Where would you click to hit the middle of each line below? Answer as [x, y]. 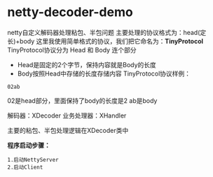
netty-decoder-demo [70, 12]
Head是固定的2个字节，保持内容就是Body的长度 [87, 64]
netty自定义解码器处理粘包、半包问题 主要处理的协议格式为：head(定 [107, 32]
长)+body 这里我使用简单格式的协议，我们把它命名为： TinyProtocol [105, 41]
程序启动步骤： [29, 145]
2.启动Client [25, 167]
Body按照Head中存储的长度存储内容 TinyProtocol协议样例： [104, 73]
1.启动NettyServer [33, 160]
